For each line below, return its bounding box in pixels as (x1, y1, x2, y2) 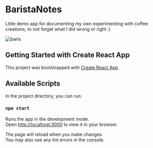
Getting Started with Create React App (5, 51, 130, 59)
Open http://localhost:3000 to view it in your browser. (5, 121, 118, 128)
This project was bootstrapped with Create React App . (5, 64, 120, 70)
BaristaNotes (5, 4, 62, 15)
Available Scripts (5, 79, 60, 88)
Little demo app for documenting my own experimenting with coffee (5, 20, 148, 27)
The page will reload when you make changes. (5, 131, 104, 137)
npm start (5, 105, 30, 111)
